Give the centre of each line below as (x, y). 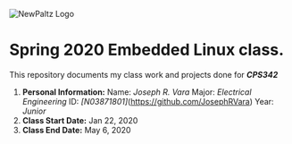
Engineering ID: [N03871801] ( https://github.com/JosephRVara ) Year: (148, 101)
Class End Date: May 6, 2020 (76, 130)
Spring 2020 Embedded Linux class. (146, 50)
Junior (34, 111)
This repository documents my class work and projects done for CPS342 (144, 74)
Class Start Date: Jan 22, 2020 (80, 120)
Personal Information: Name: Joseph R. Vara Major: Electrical (137, 92)
